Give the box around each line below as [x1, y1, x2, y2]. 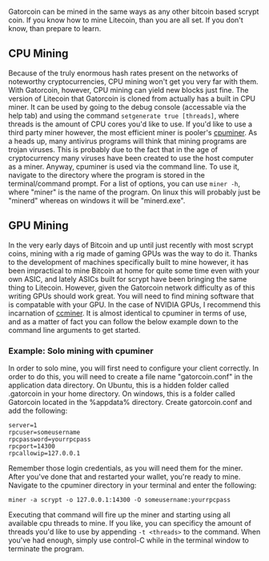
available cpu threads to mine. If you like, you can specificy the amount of [8, 518, 252, 527]
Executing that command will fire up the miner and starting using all [8, 510, 231, 519]
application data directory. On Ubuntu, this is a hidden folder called [8, 380, 230, 390]
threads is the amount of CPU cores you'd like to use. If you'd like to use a [8, 119, 253, 129]
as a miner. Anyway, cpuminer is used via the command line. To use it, [8, 162, 240, 171]
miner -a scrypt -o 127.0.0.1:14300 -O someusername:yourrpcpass [8, 495, 231, 503]
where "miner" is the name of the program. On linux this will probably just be [8, 187, 261, 197]
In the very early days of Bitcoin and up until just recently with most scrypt [8, 240, 254, 250]
